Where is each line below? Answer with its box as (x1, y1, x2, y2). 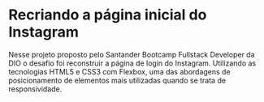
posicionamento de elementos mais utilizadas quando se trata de (8, 75, 226, 85)
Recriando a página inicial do (8, 6, 207, 24)
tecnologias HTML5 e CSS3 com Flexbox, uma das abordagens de (8, 66, 231, 76)
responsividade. (8, 83, 63, 94)
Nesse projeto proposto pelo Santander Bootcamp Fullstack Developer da (8, 49, 255, 59)
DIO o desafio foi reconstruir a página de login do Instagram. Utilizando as (8, 58, 257, 68)
